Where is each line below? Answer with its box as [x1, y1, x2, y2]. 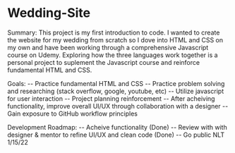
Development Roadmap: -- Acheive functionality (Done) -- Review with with [7, 123, 227, 131]
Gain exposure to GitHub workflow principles [7, 109, 138, 118]
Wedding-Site [7, 5, 91, 21]
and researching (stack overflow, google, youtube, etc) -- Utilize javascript [7, 87, 224, 95]
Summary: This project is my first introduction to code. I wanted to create [7, 28, 220, 37]
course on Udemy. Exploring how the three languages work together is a [7, 51, 218, 59]
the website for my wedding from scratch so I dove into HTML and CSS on [7, 35, 224, 44]
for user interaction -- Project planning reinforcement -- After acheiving [7, 94, 215, 103]
